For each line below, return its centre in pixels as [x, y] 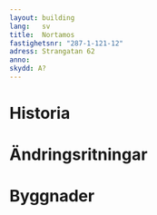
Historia [40, 113]
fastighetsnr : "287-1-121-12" [67, 43]
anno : [20, 60]
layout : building [42, 18]
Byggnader [52, 196]
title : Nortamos [42, 34]
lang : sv [30, 26]
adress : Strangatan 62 [52, 52]
